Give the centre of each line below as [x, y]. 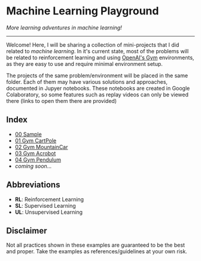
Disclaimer [27, 231]
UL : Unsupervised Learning [48, 212]
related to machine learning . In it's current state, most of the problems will [98, 51]
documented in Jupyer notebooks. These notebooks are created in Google [98, 88]
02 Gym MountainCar [41, 147]
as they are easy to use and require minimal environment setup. [85, 63]
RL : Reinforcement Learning [49, 199]
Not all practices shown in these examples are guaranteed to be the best [96, 245]
